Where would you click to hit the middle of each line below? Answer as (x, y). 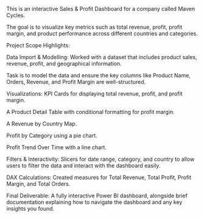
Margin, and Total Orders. (38, 184)
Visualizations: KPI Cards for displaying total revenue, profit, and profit (94, 93)
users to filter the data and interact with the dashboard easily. (83, 166)
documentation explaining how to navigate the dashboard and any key (94, 202)
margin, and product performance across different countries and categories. (102, 33)
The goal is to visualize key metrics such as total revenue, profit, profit (94, 27)
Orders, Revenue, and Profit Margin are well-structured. (76, 82)
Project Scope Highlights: (38, 45)
